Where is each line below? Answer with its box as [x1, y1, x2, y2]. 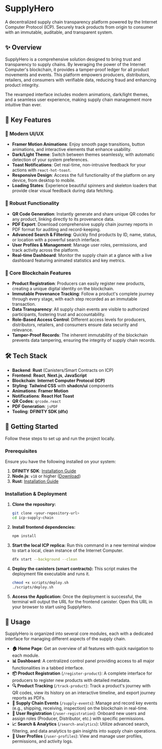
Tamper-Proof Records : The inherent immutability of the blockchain [12, 332, 148, 338]
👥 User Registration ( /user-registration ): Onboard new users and [12, 711, 146, 716]
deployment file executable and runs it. [12, 571, 90, 577]
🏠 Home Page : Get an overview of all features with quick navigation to [12, 646, 154, 651]
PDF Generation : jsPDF [12, 403, 58, 409]
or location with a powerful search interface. [12, 236, 101, 243]
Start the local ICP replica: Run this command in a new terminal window [12, 542, 156, 548]
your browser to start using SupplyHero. [12, 604, 92, 610]
